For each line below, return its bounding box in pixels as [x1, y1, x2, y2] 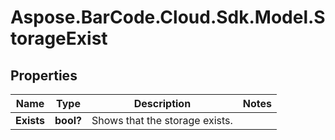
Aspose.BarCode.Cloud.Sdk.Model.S [10, 6, 326, 29]
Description [133, 97, 192, 110]
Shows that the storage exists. [91, 114, 233, 127]
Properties [10, 67, 78, 84]
